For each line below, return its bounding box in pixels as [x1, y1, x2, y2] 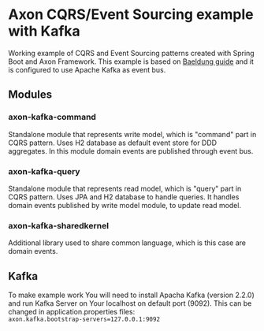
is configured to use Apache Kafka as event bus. [8, 65, 166, 74]
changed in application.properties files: [8, 307, 136, 317]
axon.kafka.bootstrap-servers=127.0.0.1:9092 [8, 315, 160, 324]
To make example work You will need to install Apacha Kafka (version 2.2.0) [8, 290, 255, 300]
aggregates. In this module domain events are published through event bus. [8, 146, 254, 155]
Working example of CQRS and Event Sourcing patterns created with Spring [8, 48, 255, 58]
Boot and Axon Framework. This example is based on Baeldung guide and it [8, 57, 255, 66]
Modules [8, 88, 53, 102]
